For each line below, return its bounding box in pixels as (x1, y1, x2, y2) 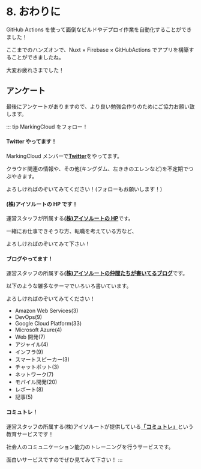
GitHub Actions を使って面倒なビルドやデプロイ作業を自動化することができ (6, 26, 192, 33)
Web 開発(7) (14, 333, 46, 340)
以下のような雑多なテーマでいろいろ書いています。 (6, 282, 132, 289)
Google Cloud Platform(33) (14, 320, 82, 327)
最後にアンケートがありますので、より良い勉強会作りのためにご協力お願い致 (6, 103, 195, 110)
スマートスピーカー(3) (14, 356, 70, 363)
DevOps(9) (14, 313, 43, 321)
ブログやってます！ (6, 255, 53, 262)
